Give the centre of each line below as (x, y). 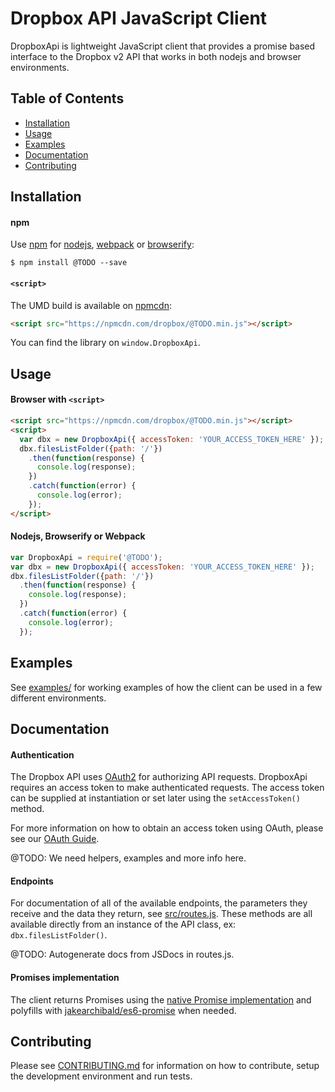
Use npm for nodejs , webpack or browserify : (102, 244)
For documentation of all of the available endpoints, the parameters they (159, 903)
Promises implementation (65, 977)
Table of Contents (67, 98)
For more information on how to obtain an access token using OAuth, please (167, 828)
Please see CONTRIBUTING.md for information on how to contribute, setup (165, 1066)
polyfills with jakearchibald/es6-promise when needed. (123, 1010)
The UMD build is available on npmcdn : (91, 305)
